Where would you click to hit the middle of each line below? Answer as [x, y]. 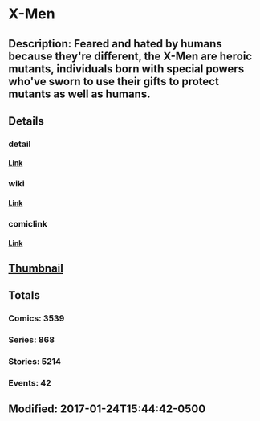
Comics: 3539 [37, 318]
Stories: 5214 [35, 362]
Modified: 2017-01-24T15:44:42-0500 [107, 409]
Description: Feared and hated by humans [115, 44]
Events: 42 [30, 382]
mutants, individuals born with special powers [126, 69]
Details [26, 121]
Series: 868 [31, 340]
